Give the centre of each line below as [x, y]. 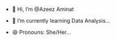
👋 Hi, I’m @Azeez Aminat [43, 9]
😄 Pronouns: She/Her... [41, 32]
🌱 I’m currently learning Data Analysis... [61, 20]
